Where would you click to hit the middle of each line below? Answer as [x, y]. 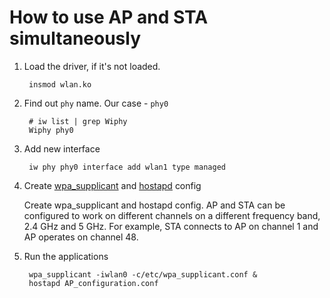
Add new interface [62, 148]
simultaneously [75, 38]
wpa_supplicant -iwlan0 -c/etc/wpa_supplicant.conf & [143, 274]
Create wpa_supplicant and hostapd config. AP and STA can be [154, 205]
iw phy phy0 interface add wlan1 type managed [127, 167]
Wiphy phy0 [51, 130]
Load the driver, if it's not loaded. [92, 66]
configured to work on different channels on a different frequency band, [172, 215]
